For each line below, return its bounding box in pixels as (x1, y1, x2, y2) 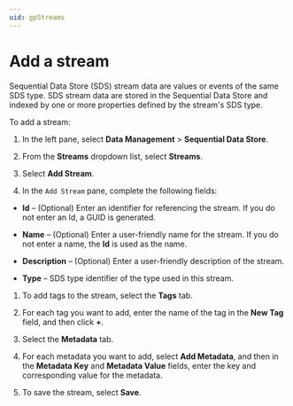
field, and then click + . (21, 316, 104, 327)
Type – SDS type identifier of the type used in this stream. (21, 272, 235, 284)
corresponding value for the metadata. (21, 370, 163, 380)
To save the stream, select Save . (21, 386, 142, 397)
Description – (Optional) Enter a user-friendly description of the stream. (21, 255, 285, 266)
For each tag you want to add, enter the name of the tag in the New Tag (21, 307, 284, 317)
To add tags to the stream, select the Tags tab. (21, 290, 193, 301)
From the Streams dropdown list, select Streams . (21, 151, 204, 161)
